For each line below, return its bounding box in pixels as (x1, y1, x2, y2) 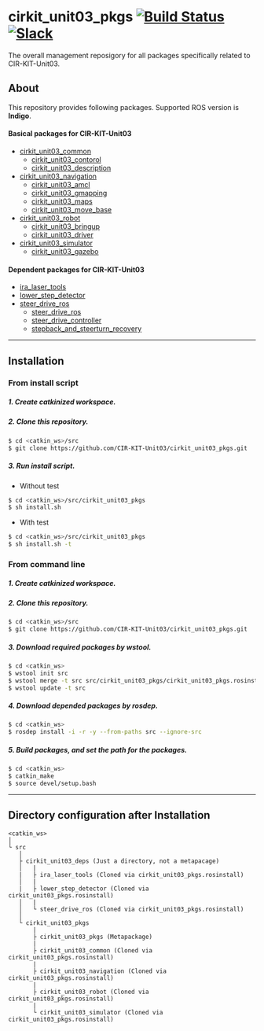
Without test (19, 481, 60, 491)
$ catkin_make (8, 772, 55, 780)
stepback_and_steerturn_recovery (31, 324, 142, 333)
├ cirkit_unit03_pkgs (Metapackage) (32, 933, 153, 941)
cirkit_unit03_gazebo (31, 246, 99, 256)
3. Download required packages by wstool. (8, 642, 152, 652)
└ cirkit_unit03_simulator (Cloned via (32, 1008, 163, 1016)
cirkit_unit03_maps (31, 197, 93, 206)
